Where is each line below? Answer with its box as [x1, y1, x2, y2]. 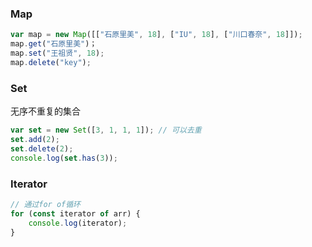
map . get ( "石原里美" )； [10, 39, 98, 49]
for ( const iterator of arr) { [10, 208, 141, 219]
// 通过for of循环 [10, 199, 81, 209]
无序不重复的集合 [10, 105, 81, 117]
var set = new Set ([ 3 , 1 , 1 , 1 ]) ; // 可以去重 [10, 125, 202, 136]
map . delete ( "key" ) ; [10, 57, 92, 67]
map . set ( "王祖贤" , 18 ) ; [10, 48, 105, 59]
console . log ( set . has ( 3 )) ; [10, 153, 118, 163]
